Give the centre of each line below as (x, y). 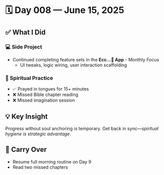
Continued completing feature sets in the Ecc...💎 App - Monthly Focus (86, 59)
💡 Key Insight (26, 116)
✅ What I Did (25, 32)
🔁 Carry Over (26, 150)
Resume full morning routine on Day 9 (52, 161)
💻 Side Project (24, 47)
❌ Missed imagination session (44, 100)
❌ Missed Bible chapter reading (45, 95)
